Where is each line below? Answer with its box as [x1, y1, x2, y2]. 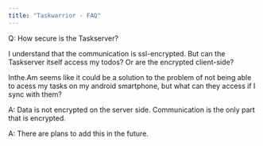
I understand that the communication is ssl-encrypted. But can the [8, 48, 226, 58]
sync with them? [8, 89, 62, 99]
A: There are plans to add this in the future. [8, 129, 149, 138]
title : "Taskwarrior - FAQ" [8, 11, 102, 20]
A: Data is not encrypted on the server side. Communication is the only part [8, 105, 256, 114]
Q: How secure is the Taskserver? [8, 33, 119, 43]
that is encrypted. [8, 113, 66, 123]
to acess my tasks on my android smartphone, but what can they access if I [8, 81, 256, 90]
